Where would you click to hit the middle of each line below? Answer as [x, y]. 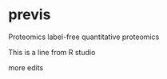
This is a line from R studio [52, 52]
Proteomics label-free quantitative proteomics [84, 37]
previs [30, 15]
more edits [26, 67]
